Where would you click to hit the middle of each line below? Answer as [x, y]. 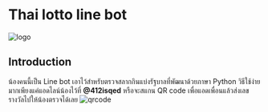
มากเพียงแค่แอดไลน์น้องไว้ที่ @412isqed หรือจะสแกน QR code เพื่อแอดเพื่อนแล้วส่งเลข [129, 90]
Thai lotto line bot [68, 15]
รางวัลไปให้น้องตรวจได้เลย [43, 99]
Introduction [40, 62]
